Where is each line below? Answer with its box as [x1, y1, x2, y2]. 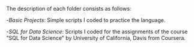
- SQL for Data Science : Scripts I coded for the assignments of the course [6, 28, 188, 35]
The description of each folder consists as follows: [6, 5, 132, 12]
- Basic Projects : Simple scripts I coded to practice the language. [6, 17, 166, 23]
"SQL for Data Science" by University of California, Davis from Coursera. [6, 35, 186, 41]
